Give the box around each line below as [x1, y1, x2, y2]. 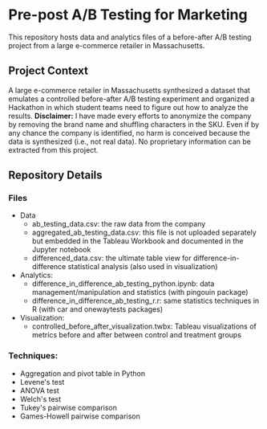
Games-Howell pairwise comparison [19, 411, 140, 421]
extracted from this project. [8, 145, 99, 154]
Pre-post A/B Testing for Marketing [8, 6, 248, 24]
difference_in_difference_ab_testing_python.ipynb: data [31, 279, 215, 288]
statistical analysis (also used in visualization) [67, 262, 218, 272]
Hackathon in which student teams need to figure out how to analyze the [8, 102, 249, 112]
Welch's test [19, 394, 62, 403]
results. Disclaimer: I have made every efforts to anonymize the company [8, 111, 252, 121]
